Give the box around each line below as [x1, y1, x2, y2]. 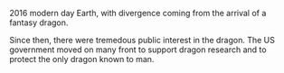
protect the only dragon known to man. [9, 54, 155, 64]
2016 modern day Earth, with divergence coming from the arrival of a [9, 8, 267, 18]
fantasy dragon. [9, 17, 69, 28]
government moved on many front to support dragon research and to [9, 44, 267, 55]
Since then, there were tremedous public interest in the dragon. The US [9, 35, 276, 45]
